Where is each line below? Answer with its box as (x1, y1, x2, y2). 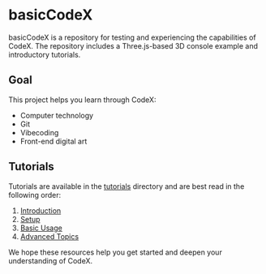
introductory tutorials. (8, 49, 81, 59)
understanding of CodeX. (8, 255, 93, 265)
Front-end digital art (19, 136, 88, 146)
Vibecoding (19, 127, 59, 137)
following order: (8, 190, 62, 199)
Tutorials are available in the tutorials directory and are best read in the (8, 181, 245, 191)
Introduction (19, 205, 62, 216)
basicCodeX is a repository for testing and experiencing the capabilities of (8, 32, 257, 42)
